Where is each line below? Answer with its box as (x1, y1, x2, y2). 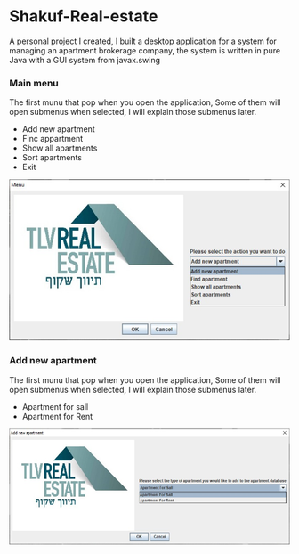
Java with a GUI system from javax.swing (9, 54, 160, 65)
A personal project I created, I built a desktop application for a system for (9, 36, 278, 46)
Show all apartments (21, 143, 98, 153)
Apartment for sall (21, 401, 89, 411)
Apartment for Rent (21, 411, 93, 421)
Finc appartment (21, 134, 84, 144)
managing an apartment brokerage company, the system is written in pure (9, 45, 281, 55)
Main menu (9, 77, 60, 89)
